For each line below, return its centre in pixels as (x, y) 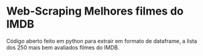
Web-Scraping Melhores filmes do (95, 11)
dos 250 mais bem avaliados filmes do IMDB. (63, 47)
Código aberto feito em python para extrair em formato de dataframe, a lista (102, 41)
